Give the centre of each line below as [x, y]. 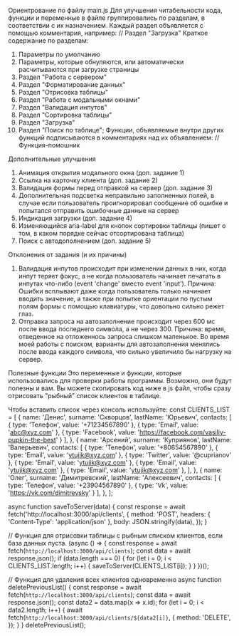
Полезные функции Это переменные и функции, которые [95, 373]
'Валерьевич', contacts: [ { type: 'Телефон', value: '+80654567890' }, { [113, 447]
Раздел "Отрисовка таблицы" [63, 92]
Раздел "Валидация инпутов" [63, 107]
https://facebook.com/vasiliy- [182, 432]
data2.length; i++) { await [45, 610]
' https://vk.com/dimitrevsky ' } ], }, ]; [60, 493]
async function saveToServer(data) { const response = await [97, 506]
